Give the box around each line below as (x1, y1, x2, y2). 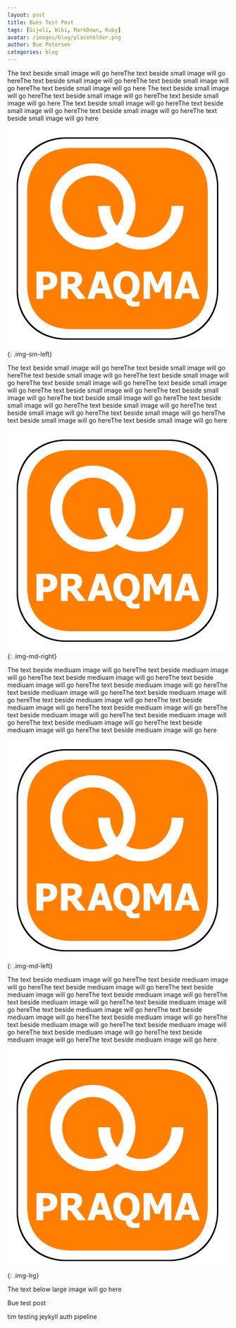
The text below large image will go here (7, 1285, 122, 1293)
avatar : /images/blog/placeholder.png (7, 34, 121, 41)
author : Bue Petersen (7, 41, 71, 49)
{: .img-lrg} (7, 1271, 39, 1279)
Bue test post (7, 1299, 46, 1307)
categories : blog (7, 49, 58, 56)
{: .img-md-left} (7, 962, 53, 970)
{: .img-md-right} (7, 652, 58, 660)
